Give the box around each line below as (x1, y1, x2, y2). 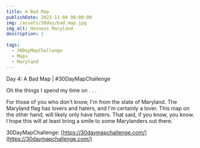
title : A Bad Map (6, 8, 50, 15)
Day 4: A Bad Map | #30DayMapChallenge (6, 75, 110, 82)
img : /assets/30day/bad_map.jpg (6, 20, 87, 26)
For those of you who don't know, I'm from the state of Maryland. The (6, 98, 177, 105)
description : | (6, 31, 44, 37)
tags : (6, 42, 20, 48)
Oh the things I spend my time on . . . (6, 87, 97, 94)
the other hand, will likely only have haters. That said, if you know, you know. (6, 111, 195, 118)
